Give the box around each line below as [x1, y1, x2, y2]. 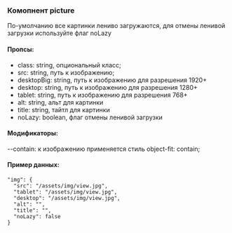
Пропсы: [7, 45, 34, 53]
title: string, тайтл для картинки [17, 105, 110, 114]
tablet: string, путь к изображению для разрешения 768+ [17, 91, 188, 99]
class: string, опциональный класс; [17, 60, 121, 69]
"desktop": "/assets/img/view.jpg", [13, 194, 121, 201]
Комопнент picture [7, 6, 75, 15]
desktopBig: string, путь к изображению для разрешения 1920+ [17, 76, 207, 84]
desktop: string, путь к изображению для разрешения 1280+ [17, 83, 198, 91]
